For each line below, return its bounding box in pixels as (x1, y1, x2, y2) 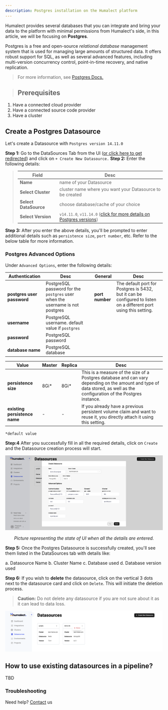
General (94, 273, 111, 279)
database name (7, 347, 41, 353)
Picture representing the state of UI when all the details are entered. (14, 535, 154, 541)
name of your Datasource (59, 179, 112, 185)
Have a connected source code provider (12, 107, 96, 113)
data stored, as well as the (81, 385, 135, 391)
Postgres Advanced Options (5, 251, 75, 258)
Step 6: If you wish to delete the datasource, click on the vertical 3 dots (5, 575, 153, 581)
